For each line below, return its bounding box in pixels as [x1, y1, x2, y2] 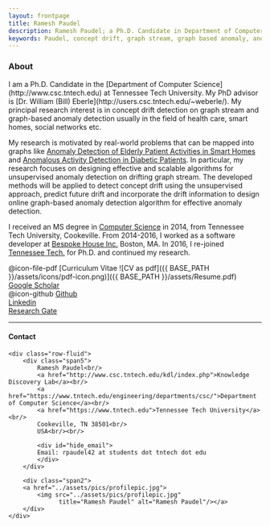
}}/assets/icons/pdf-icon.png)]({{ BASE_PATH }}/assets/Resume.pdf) [8, 272, 237, 281]
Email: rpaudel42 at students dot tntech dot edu [37, 448, 207, 456]
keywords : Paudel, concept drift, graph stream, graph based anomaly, [8, 34, 250, 43]
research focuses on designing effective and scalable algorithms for [8, 163, 235, 173]
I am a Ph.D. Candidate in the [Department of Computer [8, 79, 192, 89]
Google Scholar [8, 280, 60, 290]
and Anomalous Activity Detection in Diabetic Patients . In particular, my [8, 155, 243, 164]
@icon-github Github [8, 288, 78, 298]
